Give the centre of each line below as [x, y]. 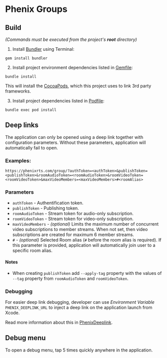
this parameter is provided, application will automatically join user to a [84, 245]
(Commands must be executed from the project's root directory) [71, 39]
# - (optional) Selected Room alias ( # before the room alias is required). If [87, 240]
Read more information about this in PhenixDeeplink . [59, 322]
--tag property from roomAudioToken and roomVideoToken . [70, 278]
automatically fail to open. [32, 147]
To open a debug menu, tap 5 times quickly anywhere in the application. [79, 350]
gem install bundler [27, 58]
